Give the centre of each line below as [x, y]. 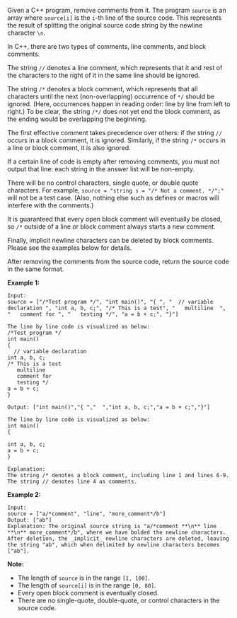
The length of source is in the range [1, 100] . [83, 578]
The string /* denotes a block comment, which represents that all [103, 89]
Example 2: [24, 494]
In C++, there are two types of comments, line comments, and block [107, 46]
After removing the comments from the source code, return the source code [118, 262]
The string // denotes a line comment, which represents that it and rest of [115, 68]
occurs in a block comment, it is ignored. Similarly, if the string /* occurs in [117, 140]
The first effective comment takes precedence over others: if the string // [115, 133]
